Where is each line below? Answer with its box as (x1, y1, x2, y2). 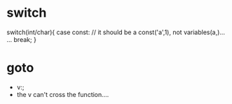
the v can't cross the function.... (16, 90, 109, 98)
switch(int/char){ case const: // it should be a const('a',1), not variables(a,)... (6, 28, 226, 36)
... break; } (6, 35, 36, 43)
